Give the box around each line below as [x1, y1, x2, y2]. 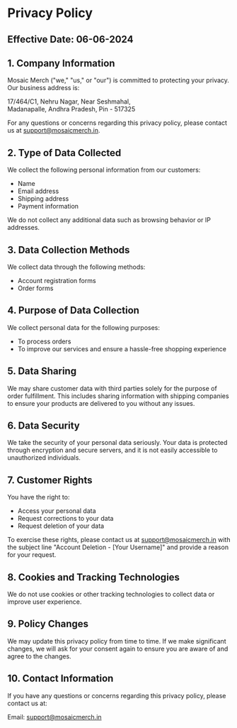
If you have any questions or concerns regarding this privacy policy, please [7, 691, 226, 700]
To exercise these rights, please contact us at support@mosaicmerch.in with [7, 536, 231, 544]
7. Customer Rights [7, 474, 93, 486]
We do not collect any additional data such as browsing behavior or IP [7, 216, 211, 224]
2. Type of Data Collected [7, 147, 122, 159]
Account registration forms [17, 277, 97, 285]
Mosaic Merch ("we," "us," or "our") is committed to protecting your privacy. [7, 76, 230, 84]
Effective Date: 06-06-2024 [7, 33, 134, 45]
